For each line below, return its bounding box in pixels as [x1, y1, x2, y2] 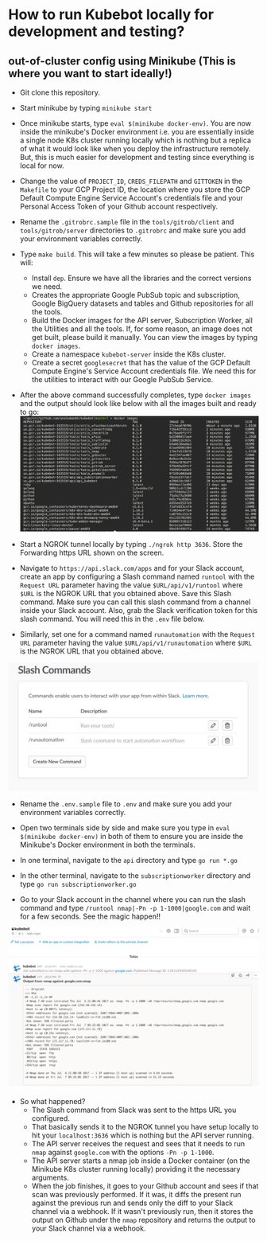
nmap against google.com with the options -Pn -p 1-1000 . [31, 1148, 215, 1157]
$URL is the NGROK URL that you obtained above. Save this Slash [19, 589, 232, 599]
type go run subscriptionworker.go [19, 879, 137, 888]
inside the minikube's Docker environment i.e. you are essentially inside [19, 127, 254, 136]
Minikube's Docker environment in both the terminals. [19, 840, 196, 849]
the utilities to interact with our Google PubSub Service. [31, 375, 214, 384]
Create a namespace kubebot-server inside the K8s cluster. [31, 349, 226, 359]
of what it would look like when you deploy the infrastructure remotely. [19, 144, 251, 153]
